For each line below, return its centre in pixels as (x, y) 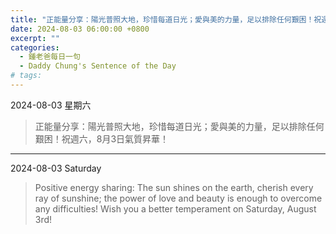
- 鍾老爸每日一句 (50, 57)
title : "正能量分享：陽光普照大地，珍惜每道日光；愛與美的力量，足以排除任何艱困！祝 (166, 19)
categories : (35, 47)
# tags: (26, 76)
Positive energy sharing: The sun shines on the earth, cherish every (174, 187)
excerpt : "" (35, 38)
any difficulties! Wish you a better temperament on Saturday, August (175, 208)
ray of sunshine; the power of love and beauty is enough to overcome (178, 198)
